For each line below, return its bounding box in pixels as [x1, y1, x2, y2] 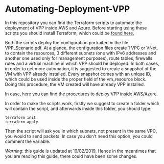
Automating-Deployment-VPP [5, 3, 130, 15]
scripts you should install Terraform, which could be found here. [5, 30, 135, 36]
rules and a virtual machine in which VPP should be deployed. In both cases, [5, 60, 159, 66]
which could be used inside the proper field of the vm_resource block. [5, 76, 147, 82]
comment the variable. [5, 138, 50, 144]
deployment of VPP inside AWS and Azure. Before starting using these [5, 25, 147, 30]
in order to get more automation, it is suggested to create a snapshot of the [5, 65, 157, 72]
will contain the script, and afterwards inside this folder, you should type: [5, 106, 152, 111]
